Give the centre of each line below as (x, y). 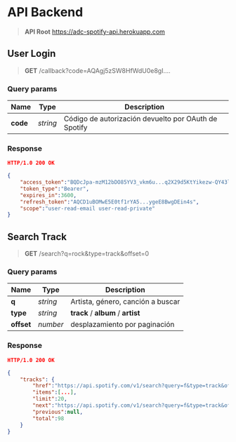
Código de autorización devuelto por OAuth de (140, 119)
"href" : (44, 386)
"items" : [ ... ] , (55, 393)
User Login (32, 54)
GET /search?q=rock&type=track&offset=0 (87, 254)
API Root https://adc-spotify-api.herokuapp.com (94, 32)
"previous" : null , (58, 412)
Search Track (37, 237)
